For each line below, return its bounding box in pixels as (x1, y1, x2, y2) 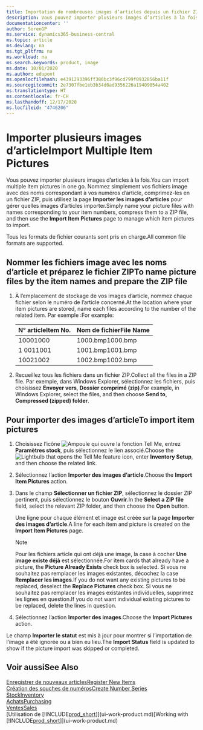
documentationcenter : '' (6, 20, 69, 26)
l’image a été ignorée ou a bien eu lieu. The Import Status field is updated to (6, 639, 195, 646)
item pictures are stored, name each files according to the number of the (14, 305, 196, 313)
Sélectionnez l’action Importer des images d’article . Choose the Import (14, 471, 192, 479)
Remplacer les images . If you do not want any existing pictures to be (14, 576, 186, 583)
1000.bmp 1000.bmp (76, 336, 137, 345)
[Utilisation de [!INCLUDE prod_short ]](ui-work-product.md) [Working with (6, 710, 188, 718)
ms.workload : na (6, 54, 47, 60)
